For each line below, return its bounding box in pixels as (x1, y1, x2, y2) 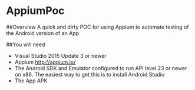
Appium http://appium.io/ (14, 58, 76, 65)
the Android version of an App (6, 29, 80, 36)
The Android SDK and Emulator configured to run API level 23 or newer (14, 64, 187, 71)
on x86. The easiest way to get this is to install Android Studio (14, 71, 165, 78)
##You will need (6, 41, 45, 48)
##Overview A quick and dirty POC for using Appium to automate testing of (6, 23, 189, 30)
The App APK (14, 77, 48, 84)
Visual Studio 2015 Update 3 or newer (14, 52, 107, 59)
